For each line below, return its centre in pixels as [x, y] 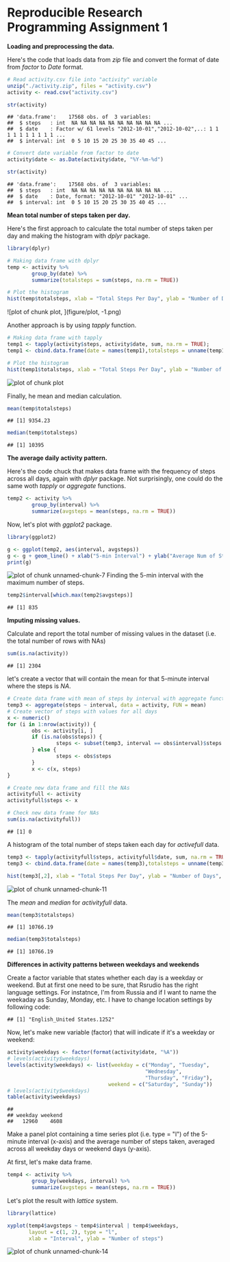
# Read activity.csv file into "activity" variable [82, 79]
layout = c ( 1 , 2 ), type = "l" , [73, 1232]
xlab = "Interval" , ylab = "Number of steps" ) [96, 1239]
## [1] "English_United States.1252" [61, 1020]
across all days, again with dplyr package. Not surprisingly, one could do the [115, 478]
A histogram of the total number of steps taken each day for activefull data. [113, 844]
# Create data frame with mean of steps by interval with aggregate [107, 699]
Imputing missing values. [44, 621]
